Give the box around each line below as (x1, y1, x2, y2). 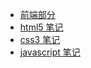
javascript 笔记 (19, 46, 81, 58)
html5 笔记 (19, 21, 64, 33)
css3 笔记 (19, 34, 61, 45)
